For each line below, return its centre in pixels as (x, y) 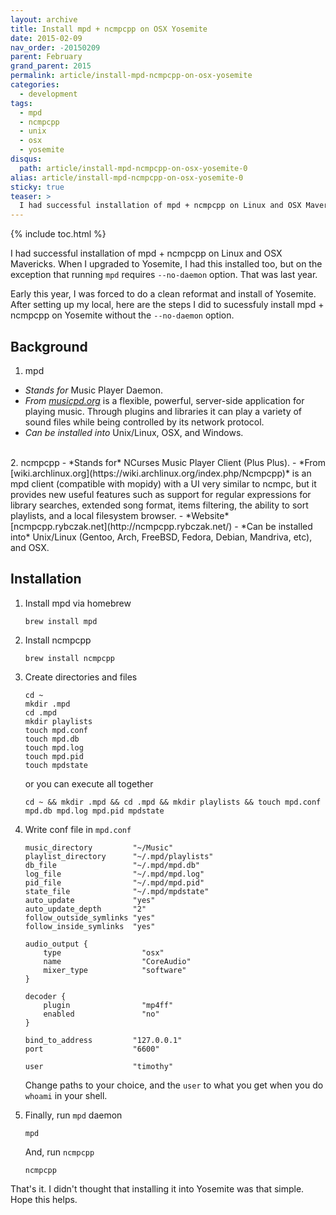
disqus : (26, 159)
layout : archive (44, 19)
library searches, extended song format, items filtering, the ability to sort (159, 505)
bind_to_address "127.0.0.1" (103, 1040)
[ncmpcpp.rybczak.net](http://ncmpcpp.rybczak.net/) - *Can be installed (161, 526)
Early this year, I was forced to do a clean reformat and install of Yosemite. (163, 294)
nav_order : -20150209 (55, 47)
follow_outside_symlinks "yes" (90, 917)
